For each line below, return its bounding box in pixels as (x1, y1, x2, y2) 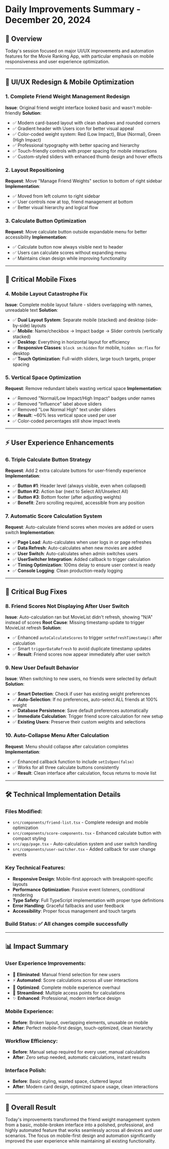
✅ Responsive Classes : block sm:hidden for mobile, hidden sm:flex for (12, 345, 160, 351)
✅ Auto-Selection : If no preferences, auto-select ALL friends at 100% (12, 696, 158, 703)
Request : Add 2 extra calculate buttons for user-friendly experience (5, 467, 146, 473)
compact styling (12, 835, 46, 842)
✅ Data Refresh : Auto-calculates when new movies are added (12, 545, 142, 551)
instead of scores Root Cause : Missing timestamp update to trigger (5, 619, 145, 625)
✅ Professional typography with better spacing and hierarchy (12, 142, 140, 148)
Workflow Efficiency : (5, 1037, 58, 1044)
